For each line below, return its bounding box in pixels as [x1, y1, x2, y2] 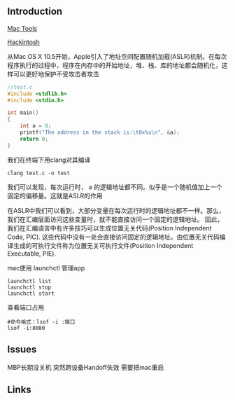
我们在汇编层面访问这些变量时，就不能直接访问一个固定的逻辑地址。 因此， [7, 215, 224, 223]
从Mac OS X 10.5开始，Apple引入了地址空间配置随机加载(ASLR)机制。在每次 [7, 52, 227, 60]
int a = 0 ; [20, 123, 52, 130]
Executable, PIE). [7, 249, 57, 258]
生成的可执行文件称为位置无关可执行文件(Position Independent [13, 241, 194, 249]
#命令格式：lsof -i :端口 [7, 318, 76, 325]
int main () [7, 109, 39, 116]
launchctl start [7, 290, 55, 297]
